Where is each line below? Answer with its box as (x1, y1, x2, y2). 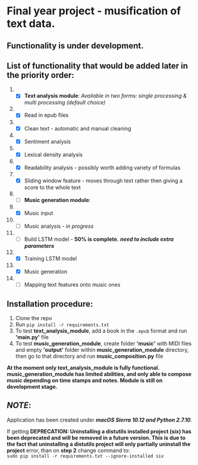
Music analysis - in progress (24, 222, 94, 230)
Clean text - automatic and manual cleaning (24, 125, 131, 132)
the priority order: (7, 70, 75, 80)
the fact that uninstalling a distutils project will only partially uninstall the (7, 440, 191, 448)
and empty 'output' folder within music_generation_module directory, (15, 346, 189, 354)
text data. (7, 17, 55, 30)
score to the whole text (24, 184, 81, 191)
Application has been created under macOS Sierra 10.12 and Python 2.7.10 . (7, 416, 193, 423)
